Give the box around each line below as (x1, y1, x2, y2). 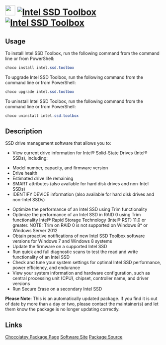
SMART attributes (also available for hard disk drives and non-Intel (12, 181, 149, 187)
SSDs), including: (12, 155, 48, 161)
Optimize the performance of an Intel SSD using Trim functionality (12, 206, 148, 212)
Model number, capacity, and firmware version (12, 165, 108, 171)
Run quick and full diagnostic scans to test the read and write (12, 249, 138, 255)
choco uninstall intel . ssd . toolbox (5, 113, 79, 118)
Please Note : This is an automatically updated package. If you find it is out (5, 296, 158, 302)
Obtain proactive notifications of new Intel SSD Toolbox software (12, 233, 145, 239)
